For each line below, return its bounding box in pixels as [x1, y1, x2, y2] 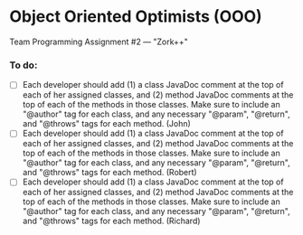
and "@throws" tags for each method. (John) [22, 118, 192, 129]
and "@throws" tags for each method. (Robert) [22, 167, 197, 178]
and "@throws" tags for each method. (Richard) [22, 215, 201, 227]
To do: [9, 59, 38, 71]
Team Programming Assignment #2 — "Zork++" [9, 36, 188, 47]
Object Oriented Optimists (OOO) [9, 6, 262, 27]
